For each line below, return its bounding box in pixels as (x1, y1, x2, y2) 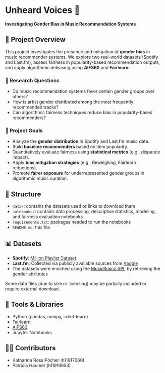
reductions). (12, 165, 38, 171)
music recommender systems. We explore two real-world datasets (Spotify (5, 54, 159, 60)
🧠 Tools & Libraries (5, 300, 64, 309)
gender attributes (12, 271, 48, 277)
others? (12, 94, 28, 100)
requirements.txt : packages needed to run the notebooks (12, 219, 131, 225)
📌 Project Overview (5, 35, 66, 44)
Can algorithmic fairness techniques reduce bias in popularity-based (12, 110, 153, 116)
